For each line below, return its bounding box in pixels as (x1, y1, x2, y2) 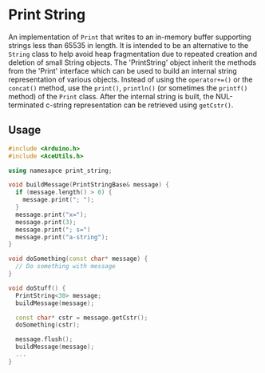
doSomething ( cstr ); (15, 321, 81, 329)
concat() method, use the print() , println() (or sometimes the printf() (8, 82, 248, 93)
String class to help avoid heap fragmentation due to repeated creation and (8, 49, 258, 58)
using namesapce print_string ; (8, 166, 113, 174)
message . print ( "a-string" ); (15, 233, 109, 241)
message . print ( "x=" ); (15, 211, 88, 219)
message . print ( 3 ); (15, 218, 77, 226)
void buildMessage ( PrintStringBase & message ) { (8, 181, 170, 189)
